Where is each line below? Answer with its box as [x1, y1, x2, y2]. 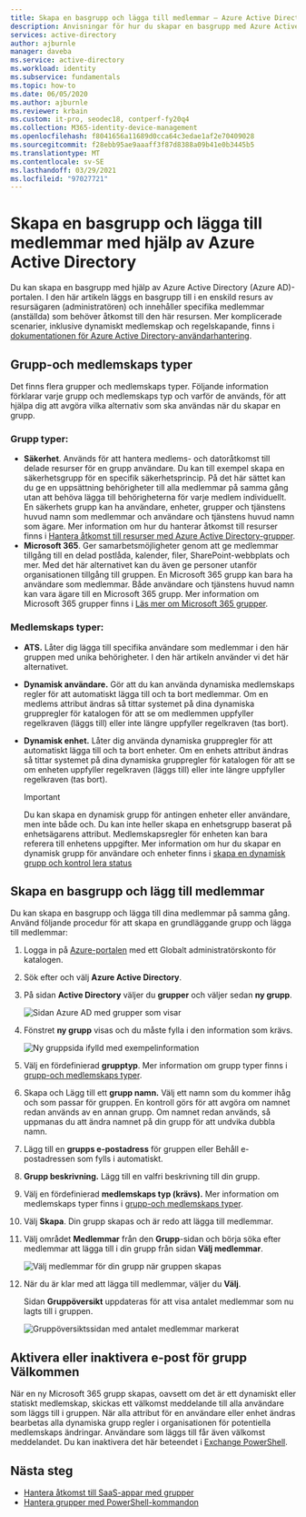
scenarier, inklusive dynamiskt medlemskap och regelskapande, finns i [10, 320, 275, 332]
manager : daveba [10, 47, 72, 56]
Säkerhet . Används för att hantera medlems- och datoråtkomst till [23, 453, 271, 464]
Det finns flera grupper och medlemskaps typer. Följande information [10, 381, 269, 391]
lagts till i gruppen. [23, 1306, 94, 1317]
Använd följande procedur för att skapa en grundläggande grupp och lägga [10, 917, 291, 928]
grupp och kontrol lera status [23, 857, 133, 868]
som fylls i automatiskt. [76, 1153, 163, 1165]
